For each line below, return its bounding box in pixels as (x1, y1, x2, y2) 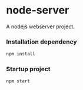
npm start (6, 78, 31, 84)
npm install (6, 51, 35, 57)
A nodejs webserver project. (6, 23, 75, 30)
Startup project (6, 65, 51, 74)
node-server (6, 4, 69, 17)
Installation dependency (6, 38, 78, 46)
